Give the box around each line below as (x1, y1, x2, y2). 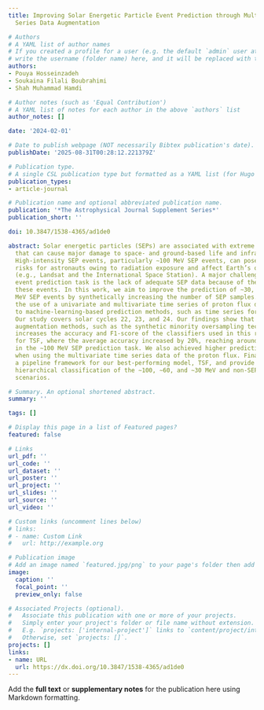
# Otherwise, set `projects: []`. (8, 634, 128, 642)
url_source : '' (8, 496, 58, 504)
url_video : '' (8, 503, 55, 511)
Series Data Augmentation (15, 19, 101, 27)
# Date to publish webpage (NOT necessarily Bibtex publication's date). (8, 142, 255, 149)
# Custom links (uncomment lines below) (8, 517, 143, 525)
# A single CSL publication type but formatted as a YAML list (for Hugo (8, 170, 255, 178)
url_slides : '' (8, 489, 58, 497)
